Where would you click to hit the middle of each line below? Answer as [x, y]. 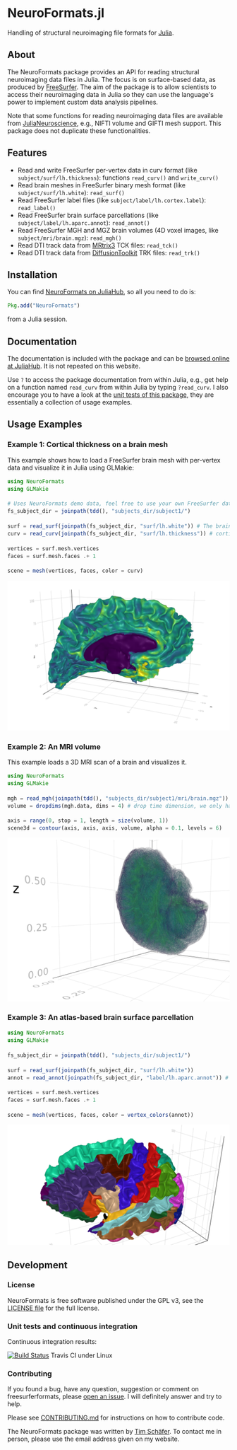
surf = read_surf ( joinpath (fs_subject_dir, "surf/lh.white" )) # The [110, 526]
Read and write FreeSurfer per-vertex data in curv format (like [107, 170]
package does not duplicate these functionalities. [79, 130]
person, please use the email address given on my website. [93, 1439]
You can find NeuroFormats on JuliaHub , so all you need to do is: [102, 292]
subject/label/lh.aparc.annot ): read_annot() [84, 222]
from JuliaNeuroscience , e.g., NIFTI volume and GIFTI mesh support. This [114, 123]
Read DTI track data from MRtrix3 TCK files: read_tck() [98, 245]
